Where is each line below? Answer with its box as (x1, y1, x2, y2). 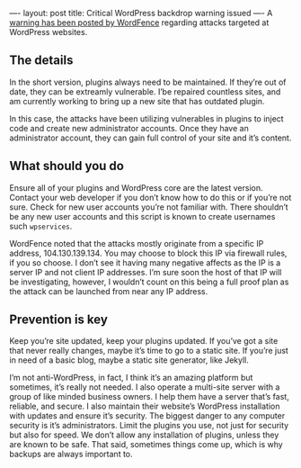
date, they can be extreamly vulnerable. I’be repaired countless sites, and (9, 85, 281, 97)
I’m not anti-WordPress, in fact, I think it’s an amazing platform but (9, 373, 253, 383)
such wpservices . (9, 220, 73, 231)
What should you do (9, 158, 124, 174)
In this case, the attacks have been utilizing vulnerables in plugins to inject (9, 112, 285, 124)
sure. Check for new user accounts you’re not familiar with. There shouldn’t (9, 202, 289, 212)
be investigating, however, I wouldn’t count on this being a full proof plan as (9, 276, 289, 287)
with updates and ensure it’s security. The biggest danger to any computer (9, 410, 286, 421)
